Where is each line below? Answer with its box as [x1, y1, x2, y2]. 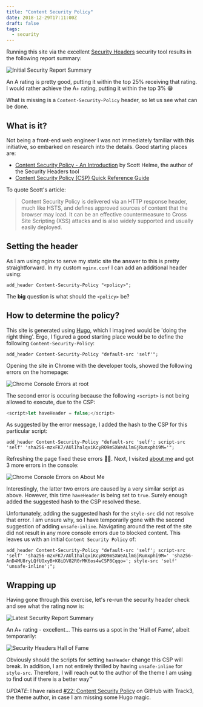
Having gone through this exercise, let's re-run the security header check [6, 596, 190, 604]
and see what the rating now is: [6, 602, 85, 610]
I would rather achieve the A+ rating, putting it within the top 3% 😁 [6, 84, 173, 92]
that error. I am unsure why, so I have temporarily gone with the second [6, 516, 185, 523]
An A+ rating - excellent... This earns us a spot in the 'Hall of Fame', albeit [6, 626, 190, 633]
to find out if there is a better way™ [6, 675, 93, 683]
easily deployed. [21, 223, 62, 231]
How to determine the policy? [6, 311, 120, 321]
